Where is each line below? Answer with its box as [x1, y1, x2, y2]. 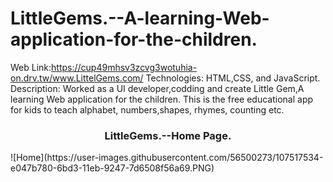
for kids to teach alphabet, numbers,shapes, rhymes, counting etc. [10, 103, 285, 116]
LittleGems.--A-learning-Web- [10, 7, 270, 30]
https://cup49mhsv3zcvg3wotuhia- [51, 61, 198, 73]
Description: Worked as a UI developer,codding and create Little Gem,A [10, 82, 305, 94]
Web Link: [10, 61, 52, 73]
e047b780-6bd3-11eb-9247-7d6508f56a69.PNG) [10, 162, 215, 174]
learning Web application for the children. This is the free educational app [10, 93, 314, 105]
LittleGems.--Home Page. [104, 128, 232, 142]
